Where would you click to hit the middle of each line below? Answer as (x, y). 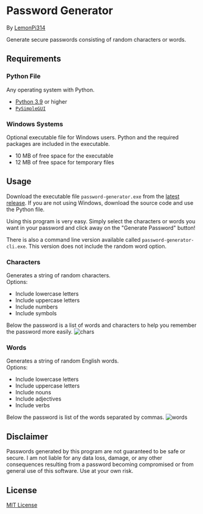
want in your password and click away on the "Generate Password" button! (101, 228)
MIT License (22, 505)
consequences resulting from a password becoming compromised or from (100, 464)
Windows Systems (35, 124)
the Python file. (25, 209)
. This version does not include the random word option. (96, 246)
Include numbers (36, 307)
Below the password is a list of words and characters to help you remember (102, 325)
